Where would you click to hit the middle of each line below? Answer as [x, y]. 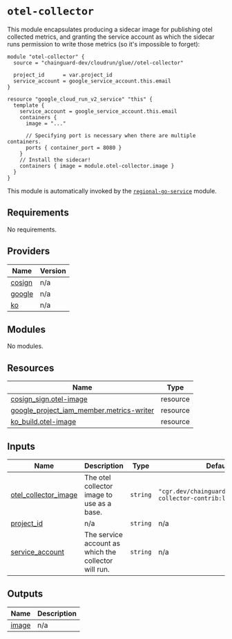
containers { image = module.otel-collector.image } [97, 166]
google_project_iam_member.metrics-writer [83, 410]
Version [54, 270]
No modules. [25, 346]
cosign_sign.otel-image [49, 399]
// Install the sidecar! [55, 160]
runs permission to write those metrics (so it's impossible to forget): [104, 44]
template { [29, 105]
